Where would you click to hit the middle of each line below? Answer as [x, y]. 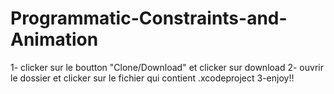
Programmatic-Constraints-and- [149, 18]
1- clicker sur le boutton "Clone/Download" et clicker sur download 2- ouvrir [167, 67]
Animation [54, 39]
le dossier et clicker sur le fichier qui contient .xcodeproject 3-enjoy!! [152, 78]
